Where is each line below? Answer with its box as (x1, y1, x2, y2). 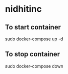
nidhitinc (5, 3, 42, 15)
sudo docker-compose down (5, 63, 64, 69)
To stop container (5, 50, 60, 58)
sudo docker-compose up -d (5, 36, 64, 42)
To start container (5, 23, 61, 31)
